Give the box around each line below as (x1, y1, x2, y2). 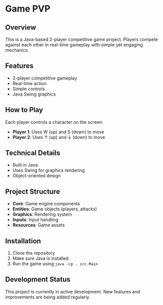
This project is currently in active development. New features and (5, 288, 140, 294)
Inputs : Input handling (12, 217, 59, 223)
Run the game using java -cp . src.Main (12, 261, 98, 267)
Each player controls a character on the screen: (5, 119, 103, 125)
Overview (5, 23, 37, 32)
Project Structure (5, 187, 60, 196)
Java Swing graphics (12, 91, 56, 97)
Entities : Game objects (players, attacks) (12, 206, 97, 212)
